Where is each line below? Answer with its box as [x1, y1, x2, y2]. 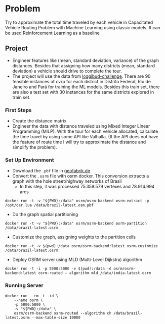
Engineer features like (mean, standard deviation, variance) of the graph [12, 57, 159, 63]
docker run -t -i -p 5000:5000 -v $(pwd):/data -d [5, 266, 112, 271]
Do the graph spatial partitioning [12, 212, 78, 217]
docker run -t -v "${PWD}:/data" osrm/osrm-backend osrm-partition [5, 221, 147, 226]
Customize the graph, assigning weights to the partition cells [12, 234, 136, 240]
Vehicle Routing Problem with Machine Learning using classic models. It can [5, 24, 161, 30]
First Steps [5, 107, 32, 113]
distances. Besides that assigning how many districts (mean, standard [12, 62, 155, 68]
